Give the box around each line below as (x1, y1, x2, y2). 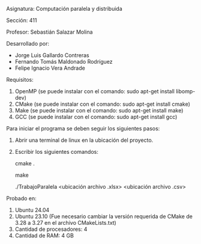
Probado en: (6, 195, 37, 202)
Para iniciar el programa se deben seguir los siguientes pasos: (6, 125, 160, 132)
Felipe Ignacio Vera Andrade (14, 64, 85, 72)
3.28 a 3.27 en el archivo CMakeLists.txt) (14, 219, 117, 226)
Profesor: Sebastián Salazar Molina (6, 28, 93, 35)
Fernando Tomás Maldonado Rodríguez (14, 58, 113, 65)
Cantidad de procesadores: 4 (14, 225, 88, 233)
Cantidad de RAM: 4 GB (14, 232, 74, 239)
